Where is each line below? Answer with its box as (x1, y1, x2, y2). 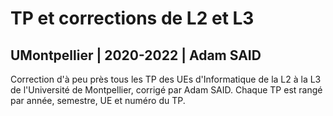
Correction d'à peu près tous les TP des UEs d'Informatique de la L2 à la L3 (10, 73, 322, 85)
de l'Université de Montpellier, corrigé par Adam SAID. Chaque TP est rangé (10, 84, 323, 96)
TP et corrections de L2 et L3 (10, 7, 255, 30)
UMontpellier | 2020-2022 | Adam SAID (10, 47, 262, 64)
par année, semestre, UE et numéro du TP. (10, 95, 186, 106)
